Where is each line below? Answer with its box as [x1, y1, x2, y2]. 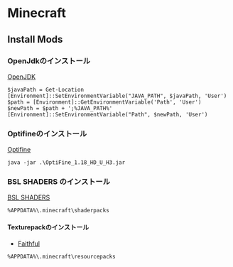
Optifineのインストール [7, 129, 87, 138]
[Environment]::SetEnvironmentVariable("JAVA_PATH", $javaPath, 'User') [7, 92, 227, 99]
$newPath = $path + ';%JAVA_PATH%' [7, 104, 113, 111]
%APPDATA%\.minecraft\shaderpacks [7, 207, 110, 214]
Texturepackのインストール [7, 223, 90, 231]
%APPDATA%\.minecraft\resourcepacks [7, 253, 116, 260]
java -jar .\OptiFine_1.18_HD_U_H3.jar [7, 159, 126, 166]
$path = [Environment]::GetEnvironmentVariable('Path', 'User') [7, 98, 202, 106]
